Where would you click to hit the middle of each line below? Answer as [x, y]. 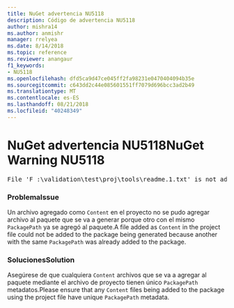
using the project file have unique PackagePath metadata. [88, 298]
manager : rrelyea [32, 40]
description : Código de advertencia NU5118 [71, 20]
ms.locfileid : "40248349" [45, 111]
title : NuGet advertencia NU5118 [56, 14]
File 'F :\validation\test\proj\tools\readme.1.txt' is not [112, 179]
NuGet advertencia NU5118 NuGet [106, 145]
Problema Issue [33, 197]
